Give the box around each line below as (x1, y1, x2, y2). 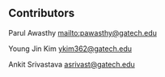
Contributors (8, 6, 75, 20)
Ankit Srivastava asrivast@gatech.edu (8, 59, 135, 69)
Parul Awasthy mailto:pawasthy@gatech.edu (8, 28, 158, 37)
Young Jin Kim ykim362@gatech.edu (8, 44, 132, 53)
